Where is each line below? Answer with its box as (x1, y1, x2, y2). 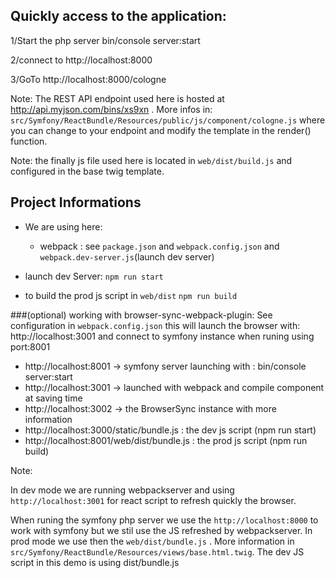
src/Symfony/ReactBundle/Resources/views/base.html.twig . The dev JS (10, 545, 305, 558)
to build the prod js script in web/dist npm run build (24, 289, 238, 301)
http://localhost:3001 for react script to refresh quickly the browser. (10, 494, 297, 506)
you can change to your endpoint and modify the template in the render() (10, 124, 312, 136)
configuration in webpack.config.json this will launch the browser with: (10, 319, 301, 331)
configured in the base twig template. (10, 165, 165, 177)
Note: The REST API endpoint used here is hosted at (10, 92, 225, 104)
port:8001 (10, 340, 51, 353)
